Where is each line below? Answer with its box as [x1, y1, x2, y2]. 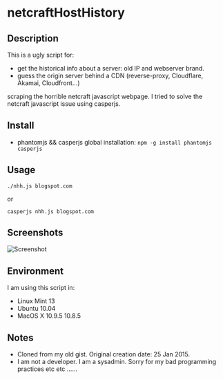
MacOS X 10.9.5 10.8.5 [17, 311, 81, 320]
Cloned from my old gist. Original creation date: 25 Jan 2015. [17, 350, 191, 359]
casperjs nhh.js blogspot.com [7, 208, 95, 215]
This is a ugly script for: [7, 51, 75, 59]
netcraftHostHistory [7, 5, 126, 21]
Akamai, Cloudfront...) [17, 79, 81, 87]
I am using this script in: [7, 284, 75, 292]
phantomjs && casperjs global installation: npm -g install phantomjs [17, 138, 212, 146]
